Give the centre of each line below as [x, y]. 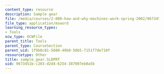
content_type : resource [29, 9]
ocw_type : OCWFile [24, 37]
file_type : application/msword [37, 23]
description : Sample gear [31, 14]
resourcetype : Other [26, 55]
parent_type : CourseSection [34, 46]
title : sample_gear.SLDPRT [32, 59]
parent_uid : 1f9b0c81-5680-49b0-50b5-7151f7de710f [58, 50]
